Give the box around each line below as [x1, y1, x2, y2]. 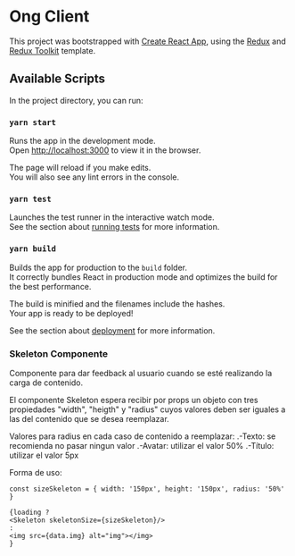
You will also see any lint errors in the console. [9, 172, 180, 182]
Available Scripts [9, 72, 105, 87]
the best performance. [9, 281, 92, 291]
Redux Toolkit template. [9, 45, 96, 55]
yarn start [9, 117, 56, 127]
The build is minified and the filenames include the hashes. [9, 298, 225, 309]
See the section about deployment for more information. [9, 324, 216, 336]
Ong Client [9, 6, 90, 27]
